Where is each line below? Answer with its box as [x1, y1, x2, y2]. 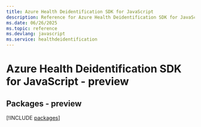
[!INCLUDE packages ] [6, 114, 60, 121]
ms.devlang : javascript [6, 31, 66, 37]
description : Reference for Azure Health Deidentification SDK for [6, 14, 178, 20]
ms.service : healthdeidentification [6, 36, 98, 42]
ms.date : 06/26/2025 [6, 20, 58, 26]
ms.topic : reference [6, 25, 58, 32]
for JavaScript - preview [6, 75, 129, 88]
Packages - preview [6, 98, 82, 109]
